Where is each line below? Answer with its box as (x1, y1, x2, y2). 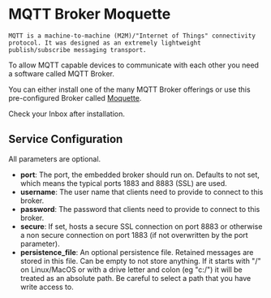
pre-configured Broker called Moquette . (8, 93, 142, 102)
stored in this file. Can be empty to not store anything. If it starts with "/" (19, 256, 261, 266)
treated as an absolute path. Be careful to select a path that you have (19, 273, 252, 283)
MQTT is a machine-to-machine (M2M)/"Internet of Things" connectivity (8, 32, 256, 40)
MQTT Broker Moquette (8, 5, 171, 24)
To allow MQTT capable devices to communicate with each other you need (8, 60, 260, 70)
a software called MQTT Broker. (8, 68, 115, 78)
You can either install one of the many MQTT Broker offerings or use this (8, 84, 251, 94)
